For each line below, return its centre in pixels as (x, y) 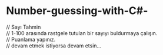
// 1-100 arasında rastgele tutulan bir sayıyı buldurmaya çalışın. (82, 33)
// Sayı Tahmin (24, 27)
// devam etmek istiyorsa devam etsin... (54, 46)
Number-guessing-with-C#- (77, 11)
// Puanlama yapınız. (31, 39)
